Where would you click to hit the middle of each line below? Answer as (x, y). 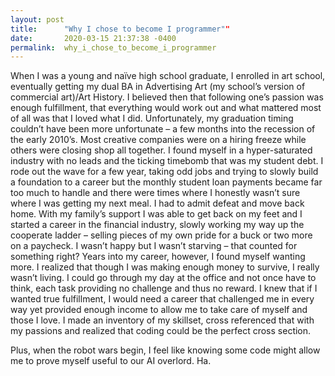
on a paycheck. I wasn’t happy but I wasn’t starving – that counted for (154, 246)
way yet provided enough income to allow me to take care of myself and (159, 310)
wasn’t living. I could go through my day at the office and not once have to (163, 278)
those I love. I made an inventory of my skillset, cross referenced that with (162, 320)
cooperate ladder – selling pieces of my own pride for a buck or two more (161, 235)
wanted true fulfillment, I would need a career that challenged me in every (162, 299)
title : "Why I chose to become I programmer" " (120, 29)
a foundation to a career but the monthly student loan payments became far (166, 182)
